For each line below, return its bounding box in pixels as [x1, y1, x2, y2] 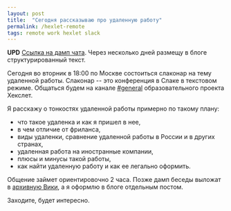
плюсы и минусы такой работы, [17, 155, 111, 163]
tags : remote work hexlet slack [7, 29, 100, 37]
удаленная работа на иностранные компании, [17, 147, 154, 156]
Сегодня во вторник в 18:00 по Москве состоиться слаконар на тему [7, 69, 212, 77]
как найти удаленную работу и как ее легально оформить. [17, 162, 192, 170]
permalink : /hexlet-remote [7, 23, 85, 30]
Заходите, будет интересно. [7, 196, 90, 205]
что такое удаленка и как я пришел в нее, [17, 118, 141, 127]
